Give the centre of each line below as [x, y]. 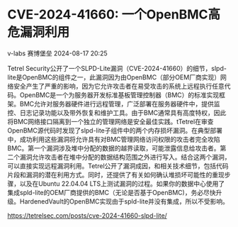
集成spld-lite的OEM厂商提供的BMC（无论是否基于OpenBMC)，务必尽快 [112, 192]
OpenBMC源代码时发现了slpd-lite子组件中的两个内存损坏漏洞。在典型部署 [115, 130]
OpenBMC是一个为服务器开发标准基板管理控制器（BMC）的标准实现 [119, 95]
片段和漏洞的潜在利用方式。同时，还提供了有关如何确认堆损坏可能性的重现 [116, 175]
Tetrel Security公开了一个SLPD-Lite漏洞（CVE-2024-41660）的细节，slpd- [117, 68]
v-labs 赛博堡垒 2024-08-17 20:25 [57, 53]
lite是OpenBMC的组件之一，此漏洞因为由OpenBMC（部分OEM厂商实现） [114, 77]
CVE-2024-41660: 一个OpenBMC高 [114, 15]
